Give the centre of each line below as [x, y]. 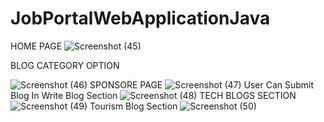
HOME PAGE [36, 46]
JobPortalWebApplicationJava [140, 18]
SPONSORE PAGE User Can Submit [202, 84]
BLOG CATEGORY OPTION [65, 65]
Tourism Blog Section [133, 106]
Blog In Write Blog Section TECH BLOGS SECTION [153, 95]
